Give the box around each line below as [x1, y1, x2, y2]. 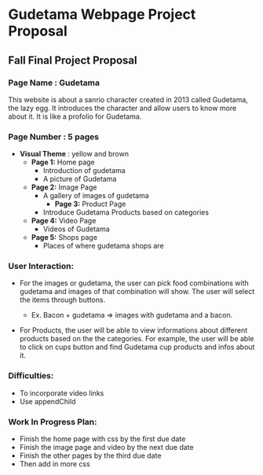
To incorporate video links [19, 388, 104, 398]
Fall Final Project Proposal [8, 53, 137, 67]
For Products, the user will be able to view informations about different [19, 326, 248, 335]
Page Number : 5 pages [8, 131, 100, 142]
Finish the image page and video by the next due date [19, 443, 194, 452]
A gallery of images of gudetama [42, 191, 149, 201]
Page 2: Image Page [31, 182, 97, 192]
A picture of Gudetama [42, 175, 117, 184]
